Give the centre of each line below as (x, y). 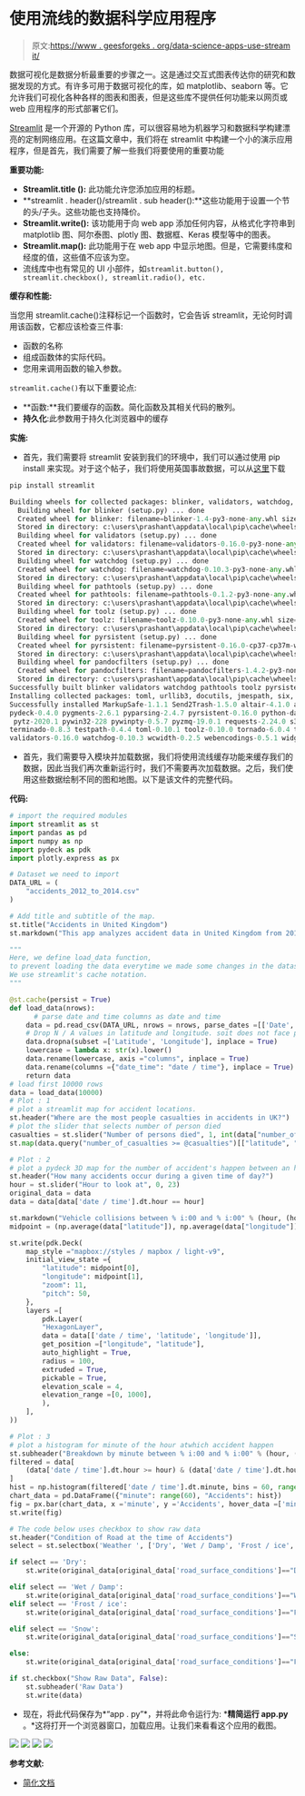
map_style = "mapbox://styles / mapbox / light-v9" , (125, 1251)
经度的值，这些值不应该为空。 (78, 257)
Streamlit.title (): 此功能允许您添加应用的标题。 (111, 189)
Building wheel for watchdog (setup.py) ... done (113, 561)
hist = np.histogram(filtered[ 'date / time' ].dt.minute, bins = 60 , (142, 1487)
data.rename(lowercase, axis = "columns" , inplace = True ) (138, 1059)
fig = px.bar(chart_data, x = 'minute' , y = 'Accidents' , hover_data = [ (146, 1504)
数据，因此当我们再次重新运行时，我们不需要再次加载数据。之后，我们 (154, 768)
